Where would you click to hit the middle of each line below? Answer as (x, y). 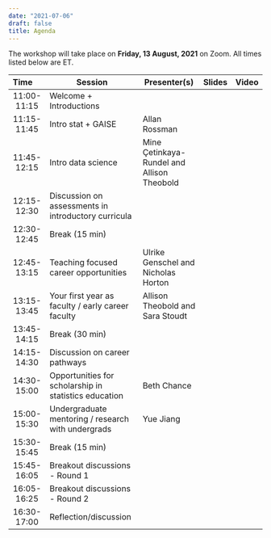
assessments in (79, 206)
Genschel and (169, 263)
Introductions (75, 106)
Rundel (156, 162)
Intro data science (84, 162)
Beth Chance (167, 386)
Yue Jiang (161, 419)
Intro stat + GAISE (83, 124)
